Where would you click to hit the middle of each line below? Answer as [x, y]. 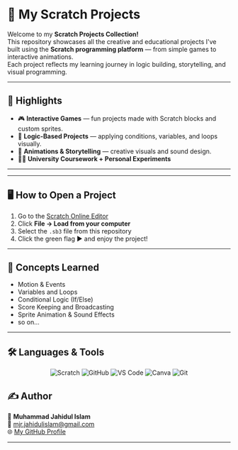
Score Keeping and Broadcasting [66, 307]
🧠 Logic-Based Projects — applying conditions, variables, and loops [118, 136]
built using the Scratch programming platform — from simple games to [112, 49]
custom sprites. [40, 128]
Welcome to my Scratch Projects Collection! [73, 34]
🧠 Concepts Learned [53, 267]
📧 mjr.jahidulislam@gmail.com [51, 424]
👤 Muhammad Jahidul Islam [49, 417]
